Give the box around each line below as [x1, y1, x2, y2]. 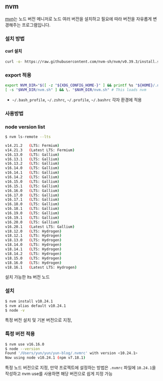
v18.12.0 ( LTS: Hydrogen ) [5, 229, 62, 234]
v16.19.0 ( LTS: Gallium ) [5, 211, 60, 216]
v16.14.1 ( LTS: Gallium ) [5, 170, 60, 175]
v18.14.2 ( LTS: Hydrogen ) [5, 251, 62, 256]
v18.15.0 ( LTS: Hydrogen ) [5, 255, 62, 261]
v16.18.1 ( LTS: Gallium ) [5, 206, 60, 211]
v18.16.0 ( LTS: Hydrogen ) [5, 260, 62, 265]
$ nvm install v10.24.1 [5, 299, 53, 303]
